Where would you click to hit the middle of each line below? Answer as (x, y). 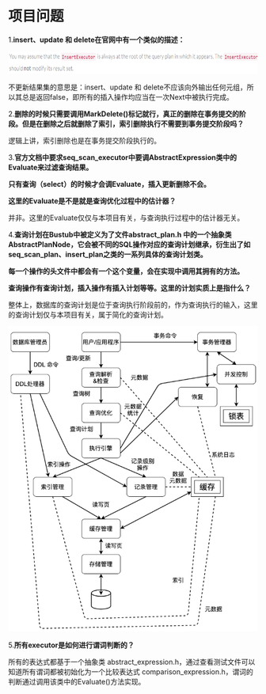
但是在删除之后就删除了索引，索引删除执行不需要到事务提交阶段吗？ (133, 123)
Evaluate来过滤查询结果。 (51, 167)
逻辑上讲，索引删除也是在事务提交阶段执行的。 (84, 140)
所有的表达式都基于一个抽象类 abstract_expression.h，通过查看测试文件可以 (132, 662)
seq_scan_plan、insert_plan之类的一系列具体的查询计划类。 (108, 254)
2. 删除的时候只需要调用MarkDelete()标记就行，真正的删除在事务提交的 (124, 114)
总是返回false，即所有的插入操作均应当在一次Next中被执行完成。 (127, 97)
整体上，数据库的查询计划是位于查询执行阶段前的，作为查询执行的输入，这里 (133, 305)
